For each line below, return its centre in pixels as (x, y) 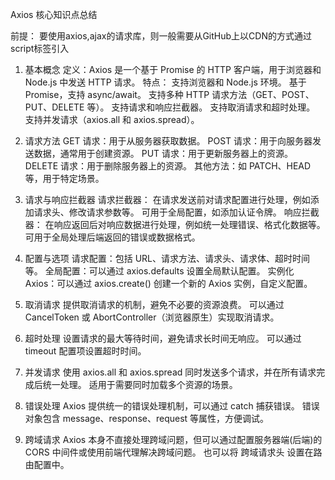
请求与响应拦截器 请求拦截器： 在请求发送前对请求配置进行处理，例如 (167, 199)
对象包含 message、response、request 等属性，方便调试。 (147, 418)
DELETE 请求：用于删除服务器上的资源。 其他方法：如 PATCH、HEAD (168, 166)
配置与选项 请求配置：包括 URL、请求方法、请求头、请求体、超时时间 (167, 258)
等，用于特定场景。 (64, 178)
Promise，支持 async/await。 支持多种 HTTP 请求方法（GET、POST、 (169, 94)
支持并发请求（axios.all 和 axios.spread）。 (112, 119)
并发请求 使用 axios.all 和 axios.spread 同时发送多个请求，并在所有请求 (170, 372)
